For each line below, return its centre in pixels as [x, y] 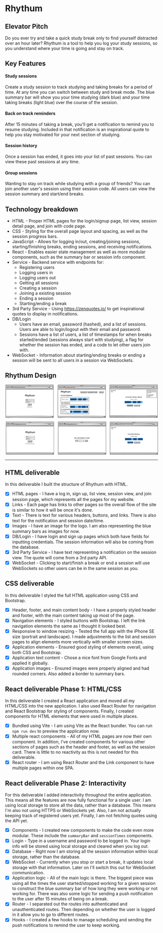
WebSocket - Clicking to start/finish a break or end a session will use [81, 563]
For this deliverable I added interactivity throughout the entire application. [78, 795]
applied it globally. [30, 663]
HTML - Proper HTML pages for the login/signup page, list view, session [84, 221]
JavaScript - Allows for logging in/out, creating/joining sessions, [76, 242]
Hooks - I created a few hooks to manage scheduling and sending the [82, 920]
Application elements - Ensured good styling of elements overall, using [83, 647]
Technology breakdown [42, 209]
